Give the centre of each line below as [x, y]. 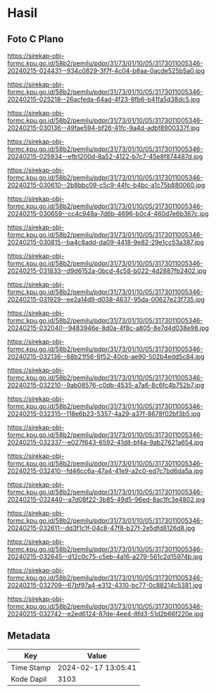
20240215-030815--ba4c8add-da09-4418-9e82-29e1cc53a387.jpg [106, 242]
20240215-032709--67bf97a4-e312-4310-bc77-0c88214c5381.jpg [105, 585]
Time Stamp [31, 668]
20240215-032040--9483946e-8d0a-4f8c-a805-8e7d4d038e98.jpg [108, 328]
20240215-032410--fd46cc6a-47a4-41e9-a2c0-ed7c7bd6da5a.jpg [105, 471]
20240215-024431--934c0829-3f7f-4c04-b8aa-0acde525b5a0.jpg [106, 71]
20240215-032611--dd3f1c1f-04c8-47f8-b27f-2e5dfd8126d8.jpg [101, 528]
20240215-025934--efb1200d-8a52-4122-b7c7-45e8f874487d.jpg [105, 157]
